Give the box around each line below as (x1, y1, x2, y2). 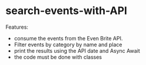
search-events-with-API (5, 4, 128, 18)
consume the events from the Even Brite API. (14, 35, 123, 42)
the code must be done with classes (14, 53, 102, 60)
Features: (5, 23, 29, 30)
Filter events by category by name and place (14, 41, 122, 48)
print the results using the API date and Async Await (14, 47, 140, 54)
